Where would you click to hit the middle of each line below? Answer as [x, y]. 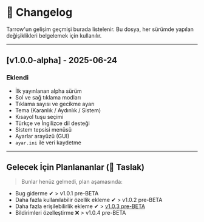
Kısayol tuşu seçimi [39, 116]
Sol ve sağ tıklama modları [48, 97]
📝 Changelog [39, 12]
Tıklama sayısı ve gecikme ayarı [55, 104]
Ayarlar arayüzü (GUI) [42, 136]
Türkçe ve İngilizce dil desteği [52, 123]
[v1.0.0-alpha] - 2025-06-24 [62, 60]
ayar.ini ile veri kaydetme [48, 143]
